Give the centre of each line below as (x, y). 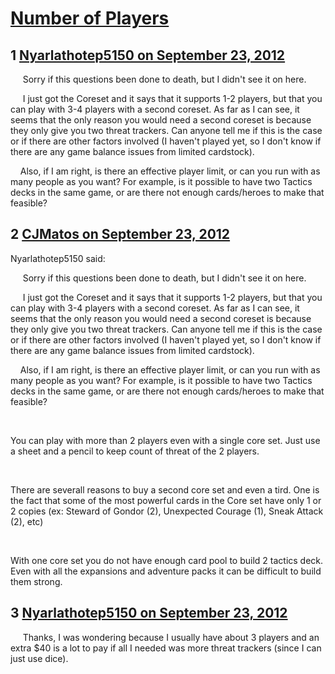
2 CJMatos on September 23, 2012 (120, 234)
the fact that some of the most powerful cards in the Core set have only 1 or (166, 500)
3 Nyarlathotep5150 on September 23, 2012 (149, 613)
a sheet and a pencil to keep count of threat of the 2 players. (135, 451)
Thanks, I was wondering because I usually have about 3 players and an (171, 637)
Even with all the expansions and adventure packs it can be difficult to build (166, 571)
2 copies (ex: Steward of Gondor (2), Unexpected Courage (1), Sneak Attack (167, 511)
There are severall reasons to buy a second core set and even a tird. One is (165, 489)
